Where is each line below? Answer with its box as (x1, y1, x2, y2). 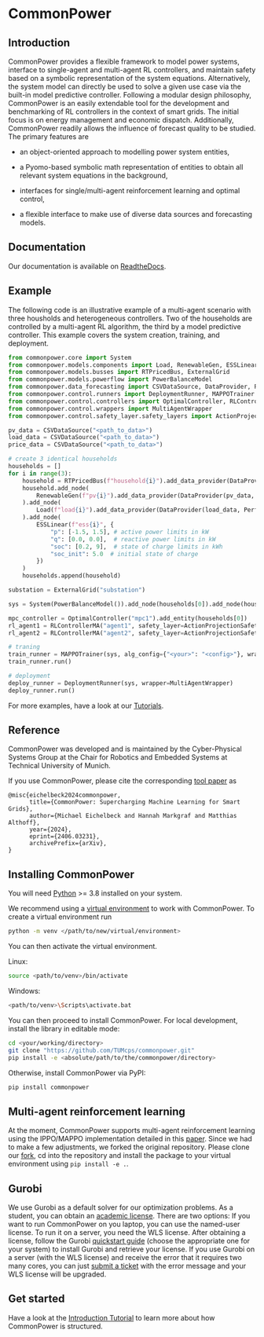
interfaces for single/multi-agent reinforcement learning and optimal (19, 186, 240, 195)
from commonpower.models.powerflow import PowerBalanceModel (8, 375, 213, 383)
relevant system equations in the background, (19, 170, 168, 180)
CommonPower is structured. (8, 1321, 104, 1331)
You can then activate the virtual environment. (8, 942, 157, 951)
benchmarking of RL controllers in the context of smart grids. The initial (8, 107, 240, 116)
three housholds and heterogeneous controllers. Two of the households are (8, 313, 253, 323)
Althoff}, (8, 819, 41, 827)
